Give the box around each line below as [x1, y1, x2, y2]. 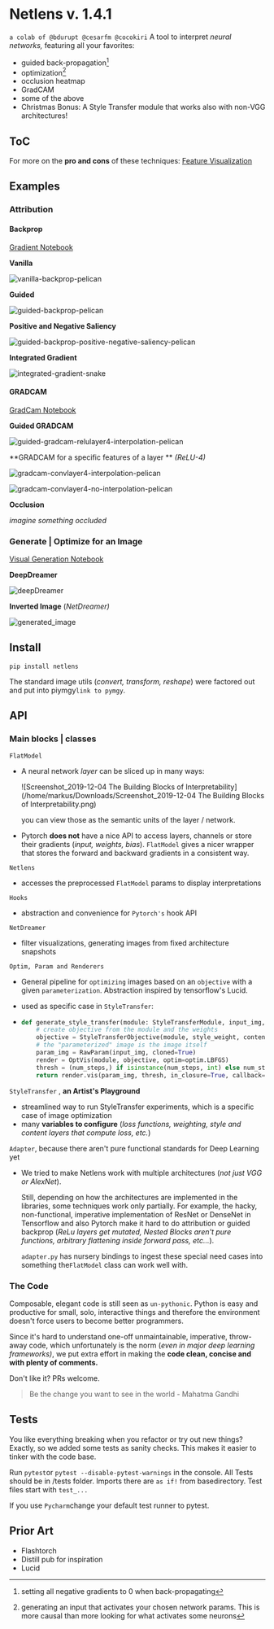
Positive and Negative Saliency [9, 321, 116, 330]
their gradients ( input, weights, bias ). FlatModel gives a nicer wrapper [20, 839, 254, 849]
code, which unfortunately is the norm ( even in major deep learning [28, 1340, 255, 1350]
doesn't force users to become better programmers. [9, 1316, 184, 1325]
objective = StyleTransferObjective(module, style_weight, [36, 1033, 241, 1042]
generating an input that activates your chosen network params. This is [20, 1602, 260, 1612]
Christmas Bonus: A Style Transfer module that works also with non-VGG [20, 103, 266, 112]
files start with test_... [9, 1484, 89, 1494]
